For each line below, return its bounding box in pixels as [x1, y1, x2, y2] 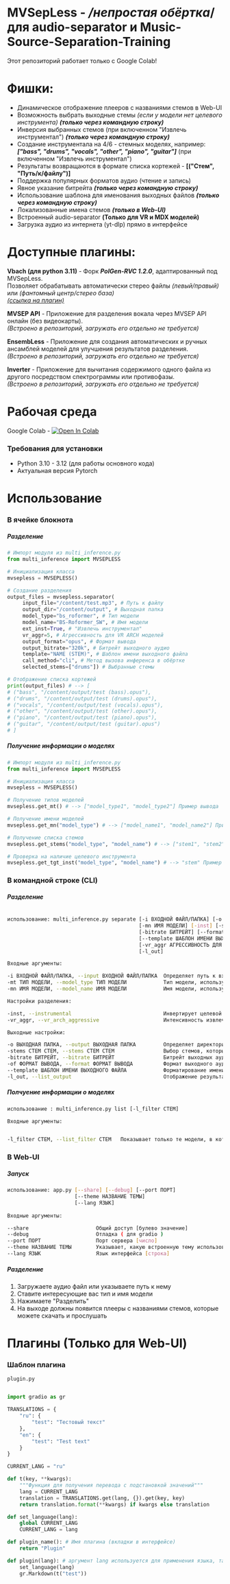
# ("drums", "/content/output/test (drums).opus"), [7, 695, 157, 702]
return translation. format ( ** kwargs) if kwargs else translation [19, 1501, 210, 1508]
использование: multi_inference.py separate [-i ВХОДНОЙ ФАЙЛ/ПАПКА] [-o [7, 916, 222, 923]
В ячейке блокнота [7, 515, 73, 525]
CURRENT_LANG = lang [19, 1526, 78, 1533]
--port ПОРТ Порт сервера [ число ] [7, 1237, 157, 1244]
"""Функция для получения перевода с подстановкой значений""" [19, 1482, 204, 1489]
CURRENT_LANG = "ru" [7, 1463, 66, 1470]
